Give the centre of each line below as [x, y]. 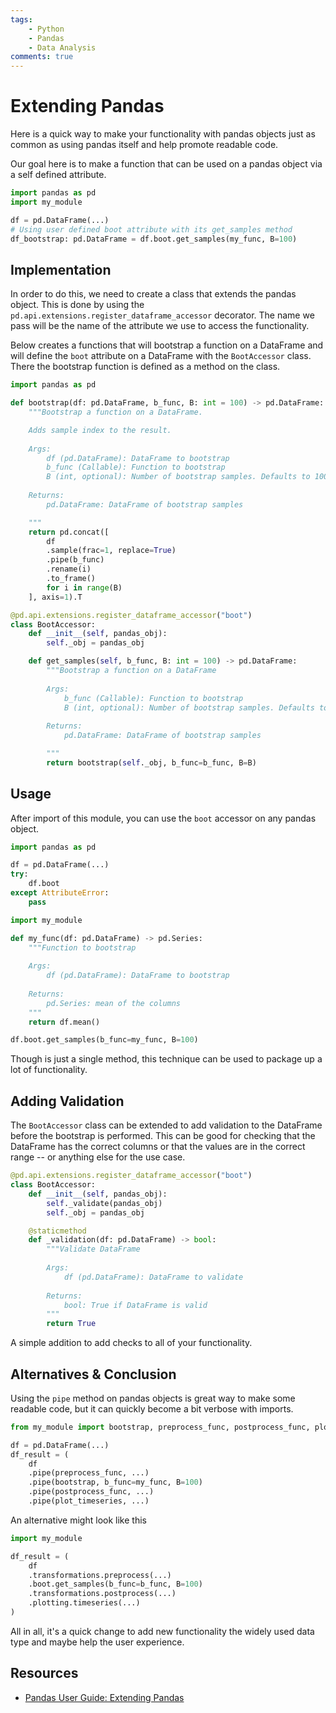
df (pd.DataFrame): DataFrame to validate [153, 1277]
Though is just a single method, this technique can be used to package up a [166, 1059]
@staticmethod [57, 1231]
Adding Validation [67, 1101]
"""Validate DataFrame [93, 1249]
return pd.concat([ [69, 532]
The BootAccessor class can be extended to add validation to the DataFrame [166, 1125]
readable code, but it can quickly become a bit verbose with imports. [152, 1408]
